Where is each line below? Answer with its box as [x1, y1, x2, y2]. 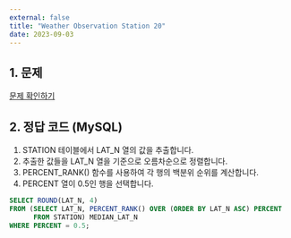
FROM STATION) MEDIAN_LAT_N [32, 212, 139, 222]
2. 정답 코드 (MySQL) [9, 119, 123, 134]
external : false [9, 13, 70, 22]
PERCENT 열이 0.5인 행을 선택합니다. [21, 178, 154, 189]
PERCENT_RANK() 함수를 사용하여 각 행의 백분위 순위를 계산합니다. [21, 167, 260, 177]
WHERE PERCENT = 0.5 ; [9, 221, 90, 230]
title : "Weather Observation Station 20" [9, 21, 167, 30]
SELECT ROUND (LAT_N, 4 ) [9, 196, 98, 205]
